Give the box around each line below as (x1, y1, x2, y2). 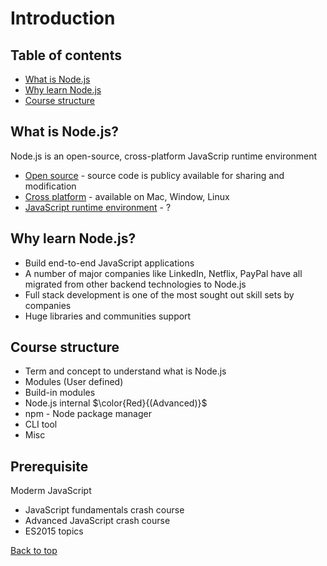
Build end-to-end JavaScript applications (24, 257, 195, 269)
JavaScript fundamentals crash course (24, 504, 185, 516)
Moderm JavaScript (10, 485, 92, 497)
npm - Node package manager (24, 408, 152, 420)
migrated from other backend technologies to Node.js (24, 278, 247, 290)
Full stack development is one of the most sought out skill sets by (24, 288, 295, 301)
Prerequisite (10, 458, 89, 475)
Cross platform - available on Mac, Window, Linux (24, 190, 230, 202)
